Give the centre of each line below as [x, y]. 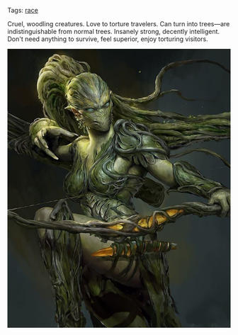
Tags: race [23, 10]
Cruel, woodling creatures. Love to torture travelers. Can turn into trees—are [119, 24]
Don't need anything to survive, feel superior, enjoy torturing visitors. [108, 39]
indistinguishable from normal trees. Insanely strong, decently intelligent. [114, 32]
